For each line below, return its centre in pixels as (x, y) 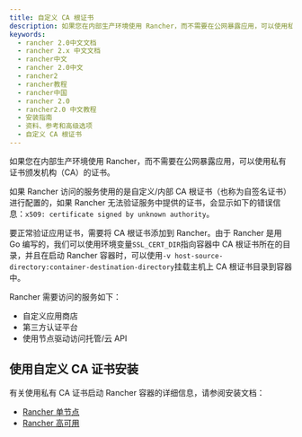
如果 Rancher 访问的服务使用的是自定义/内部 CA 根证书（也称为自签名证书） (151, 191)
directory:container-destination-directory (92, 267)
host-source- (199, 256)
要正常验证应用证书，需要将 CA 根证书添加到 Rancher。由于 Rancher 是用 (146, 232)
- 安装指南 (35, 118)
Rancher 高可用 (51, 423)
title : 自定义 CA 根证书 (52, 17)
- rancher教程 (42, 84)
